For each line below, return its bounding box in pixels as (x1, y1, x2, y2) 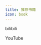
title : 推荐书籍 (5, 7, 36, 12)
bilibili (5, 25, 17, 31)
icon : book (5, 12, 28, 17)
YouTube (5, 35, 23, 41)
